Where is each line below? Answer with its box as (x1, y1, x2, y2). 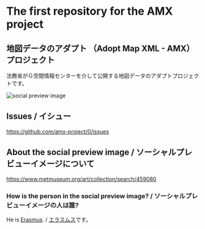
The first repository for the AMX (6, 4, 173, 18)
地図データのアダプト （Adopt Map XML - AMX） (6, 43, 195, 53)
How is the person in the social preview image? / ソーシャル (6, 192, 185, 200)
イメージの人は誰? (25, 201, 79, 209)
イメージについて (30, 159, 95, 169)
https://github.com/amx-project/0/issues (6, 127, 109, 135)
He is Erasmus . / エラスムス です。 (6, 216, 92, 223)
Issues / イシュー (6, 111, 72, 122)
